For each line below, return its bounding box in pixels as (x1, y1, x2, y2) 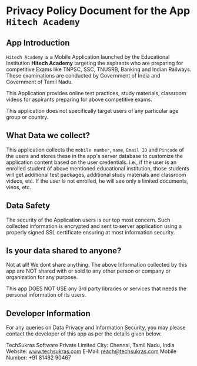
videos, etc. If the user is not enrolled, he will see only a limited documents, (6, 177, 189, 184)
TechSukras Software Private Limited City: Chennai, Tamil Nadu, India (6, 342, 175, 349)
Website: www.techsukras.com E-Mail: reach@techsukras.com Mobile (6, 348, 177, 355)
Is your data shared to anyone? (6, 246, 122, 256)
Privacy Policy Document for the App (6, 4, 191, 18)
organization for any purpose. (6, 274, 78, 281)
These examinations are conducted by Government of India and (6, 72, 161, 79)
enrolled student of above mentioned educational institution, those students (6, 164, 190, 172)
